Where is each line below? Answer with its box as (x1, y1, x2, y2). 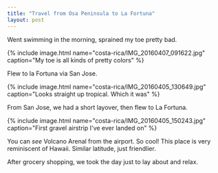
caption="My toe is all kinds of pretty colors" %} (7, 56, 144, 64)
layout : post (7, 16, 45, 23)
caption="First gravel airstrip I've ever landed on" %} (7, 124, 157, 132)
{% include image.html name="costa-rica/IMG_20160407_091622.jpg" (7, 49, 206, 57)
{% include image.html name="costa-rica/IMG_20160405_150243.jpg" (7, 116, 206, 124)
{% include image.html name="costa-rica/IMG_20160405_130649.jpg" (7, 82, 206, 91)
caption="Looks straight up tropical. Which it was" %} (7, 90, 160, 98)
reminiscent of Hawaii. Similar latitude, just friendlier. (7, 144, 156, 152)
